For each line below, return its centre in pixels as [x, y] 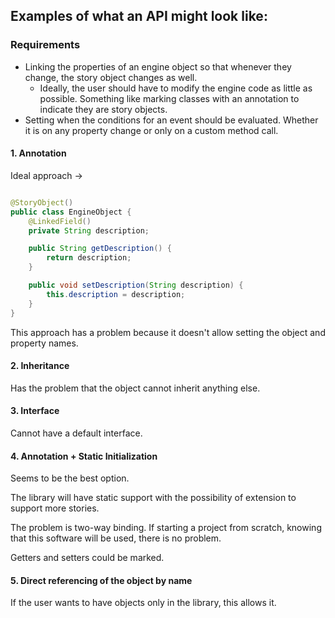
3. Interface [35, 411]
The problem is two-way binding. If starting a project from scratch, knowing [166, 528]
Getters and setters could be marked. [87, 558]
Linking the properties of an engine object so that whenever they [158, 66]
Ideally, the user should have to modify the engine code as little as [176, 88]
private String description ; [89, 230]
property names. [44, 343]
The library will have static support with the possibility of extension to [153, 498]
